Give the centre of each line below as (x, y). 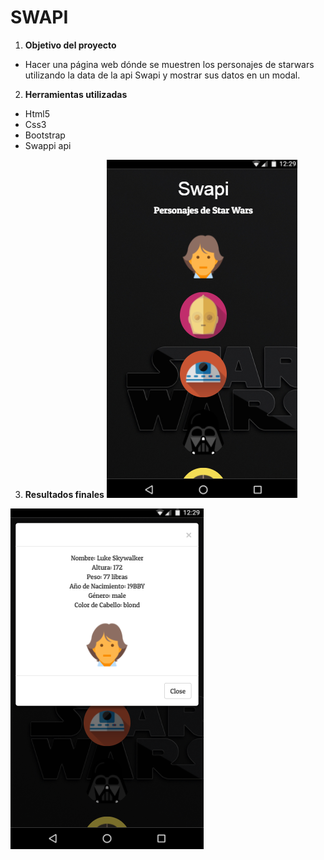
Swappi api (48, 145)
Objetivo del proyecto (70, 45)
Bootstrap (45, 135)
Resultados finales (64, 494)
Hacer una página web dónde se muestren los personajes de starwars (169, 64)
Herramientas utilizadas (76, 94)
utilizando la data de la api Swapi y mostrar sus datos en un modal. (162, 75)
